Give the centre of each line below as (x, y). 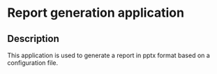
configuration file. (32, 63)
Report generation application (96, 13)
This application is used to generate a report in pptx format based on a (109, 55)
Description (33, 39)
